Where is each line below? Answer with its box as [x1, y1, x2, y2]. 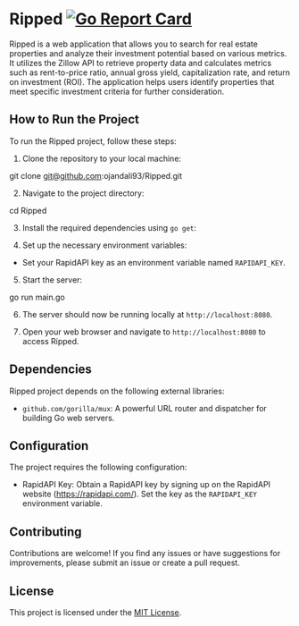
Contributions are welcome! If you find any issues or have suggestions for [9, 548, 281, 559]
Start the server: [21, 274, 83, 285]
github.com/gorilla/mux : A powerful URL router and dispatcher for [21, 402, 268, 413]
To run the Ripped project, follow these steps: [9, 135, 177, 147]
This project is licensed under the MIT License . [9, 607, 182, 617]
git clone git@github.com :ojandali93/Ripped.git [9, 170, 183, 181]
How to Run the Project [9, 112, 140, 127]
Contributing [9, 524, 82, 539]
